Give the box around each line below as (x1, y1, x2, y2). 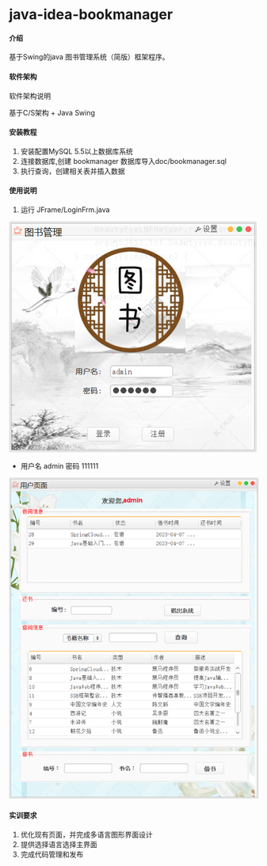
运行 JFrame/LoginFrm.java (20, 205, 110, 215)
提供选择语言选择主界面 (20, 839, 97, 849)
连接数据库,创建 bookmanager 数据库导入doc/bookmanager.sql (20, 156, 227, 165)
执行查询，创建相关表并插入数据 (20, 166, 125, 176)
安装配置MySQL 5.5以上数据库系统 (20, 146, 133, 156)
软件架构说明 (9, 91, 51, 101)
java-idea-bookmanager (9, 6, 174, 24)
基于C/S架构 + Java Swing (9, 108, 96, 117)
